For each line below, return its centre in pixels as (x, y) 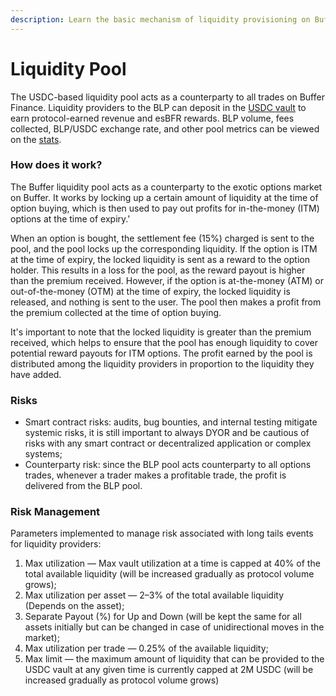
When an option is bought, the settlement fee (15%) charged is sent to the (162, 238)
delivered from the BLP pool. (83, 486)
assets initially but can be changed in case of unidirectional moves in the (174, 627)
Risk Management (55, 512)
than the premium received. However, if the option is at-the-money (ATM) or (167, 280)
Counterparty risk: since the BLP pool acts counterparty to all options (168, 465)
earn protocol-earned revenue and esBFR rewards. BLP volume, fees (152, 118)
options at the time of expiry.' (70, 218)
